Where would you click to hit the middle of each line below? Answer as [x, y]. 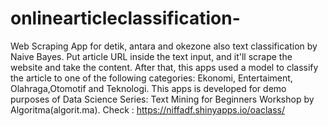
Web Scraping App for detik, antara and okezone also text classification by [164, 46]
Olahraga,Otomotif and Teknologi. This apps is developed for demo [148, 88]
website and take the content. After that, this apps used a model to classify [164, 67]
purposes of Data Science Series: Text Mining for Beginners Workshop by [162, 99]
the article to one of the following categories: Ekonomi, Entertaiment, [151, 78]
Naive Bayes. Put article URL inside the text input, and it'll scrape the [151, 56]
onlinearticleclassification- [125, 18]
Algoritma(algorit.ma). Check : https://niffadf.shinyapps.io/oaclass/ [148, 109]
